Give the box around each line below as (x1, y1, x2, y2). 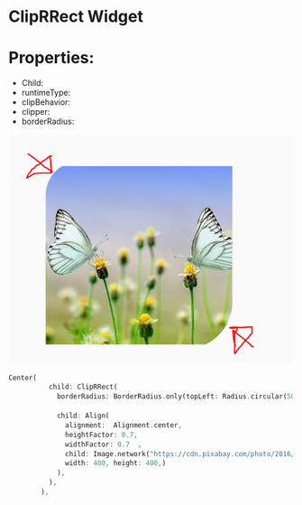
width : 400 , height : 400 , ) (65, 459, 167, 468)
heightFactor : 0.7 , (65, 430, 139, 439)
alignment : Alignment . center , (65, 420, 182, 430)
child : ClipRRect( (48, 382, 118, 392)
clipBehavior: (21, 97, 71, 108)
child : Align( (56, 411, 110, 421)
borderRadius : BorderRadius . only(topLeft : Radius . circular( (56, 392, 288, 401)
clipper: (21, 107, 50, 117)
